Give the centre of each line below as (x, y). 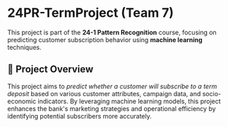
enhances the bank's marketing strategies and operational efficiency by (112, 108)
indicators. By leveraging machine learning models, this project (129, 101)
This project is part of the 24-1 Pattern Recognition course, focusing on (112, 32)
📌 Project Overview (50, 69)
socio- (211, 93)
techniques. (24, 47)
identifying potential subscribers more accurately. (79, 116)
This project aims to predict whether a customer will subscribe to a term (112, 86)
